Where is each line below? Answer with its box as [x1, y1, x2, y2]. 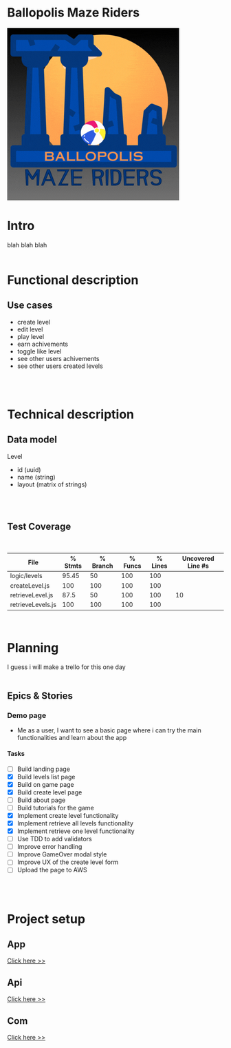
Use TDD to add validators [16, 835, 92, 843]
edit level [16, 325, 43, 333]
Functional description [7, 272, 139, 288]
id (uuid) [16, 465, 41, 473]
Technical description [7, 407, 135, 422]
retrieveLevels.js [10, 601, 57, 609]
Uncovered [181, 555, 214, 563]
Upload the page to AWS [16, 866, 87, 874]
